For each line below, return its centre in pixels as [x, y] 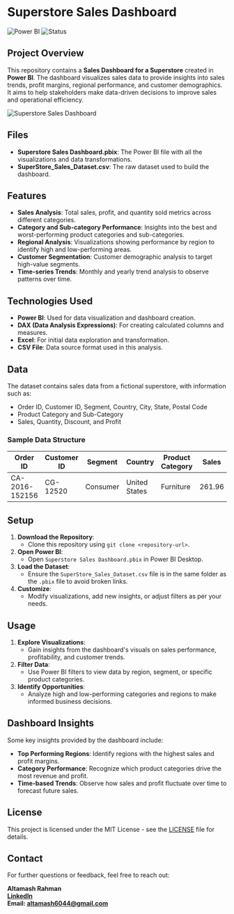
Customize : [34, 589]
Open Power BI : [40, 552]
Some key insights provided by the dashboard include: [85, 740]
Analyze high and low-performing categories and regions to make [122, 694]
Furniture [176, 487]
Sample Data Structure [46, 439]
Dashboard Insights [51, 724]
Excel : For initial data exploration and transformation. [93, 340]
